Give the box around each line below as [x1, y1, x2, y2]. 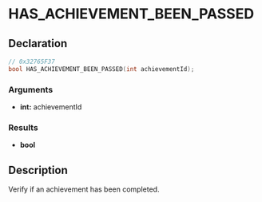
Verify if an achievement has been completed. [8, 184, 160, 194]
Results [8, 121, 38, 133]
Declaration [8, 37, 68, 50]
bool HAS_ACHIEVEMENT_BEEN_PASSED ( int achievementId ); [8, 65, 195, 73]
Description [8, 163, 68, 176]
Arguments [8, 84, 54, 95]
